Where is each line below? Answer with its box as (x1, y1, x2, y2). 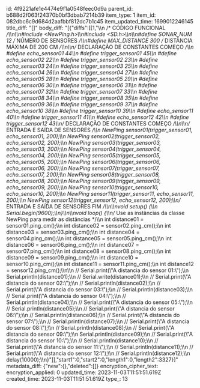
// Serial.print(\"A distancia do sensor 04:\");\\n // (6, 293, 127, 299)
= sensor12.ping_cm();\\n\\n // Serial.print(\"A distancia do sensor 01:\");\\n (6, 267, 189, 274)
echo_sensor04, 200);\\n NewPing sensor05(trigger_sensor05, (6, 152, 161, 159)
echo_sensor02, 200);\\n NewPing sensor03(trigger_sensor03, (6, 139, 162, 146)
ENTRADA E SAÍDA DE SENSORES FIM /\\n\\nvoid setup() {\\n (6, 203, 158, 210)
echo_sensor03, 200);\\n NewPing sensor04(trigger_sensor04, (6, 145, 162, 153)
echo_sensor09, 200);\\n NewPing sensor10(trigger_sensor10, (6, 184, 159, 191)
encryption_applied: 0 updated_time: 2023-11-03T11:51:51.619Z (6, 369, 162, 376)
